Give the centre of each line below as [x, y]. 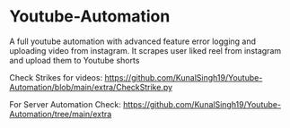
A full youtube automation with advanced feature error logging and [133, 41]
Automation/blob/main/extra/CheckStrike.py [91, 87]
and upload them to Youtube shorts [75, 60]
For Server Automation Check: [65, 104]
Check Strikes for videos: [56, 77]
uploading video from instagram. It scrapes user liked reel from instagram [145, 50]
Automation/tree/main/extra [61, 114]
